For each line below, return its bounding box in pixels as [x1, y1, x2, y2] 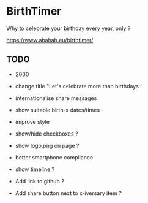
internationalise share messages [15, 94, 97, 102]
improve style [15, 118, 50, 125]
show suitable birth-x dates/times [15, 106, 100, 113]
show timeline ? [15, 166, 55, 173]
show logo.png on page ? [15, 142, 80, 149]
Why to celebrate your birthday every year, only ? [6, 25, 131, 32]
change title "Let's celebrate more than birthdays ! [15, 82, 142, 90]
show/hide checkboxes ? [15, 130, 78, 137]
